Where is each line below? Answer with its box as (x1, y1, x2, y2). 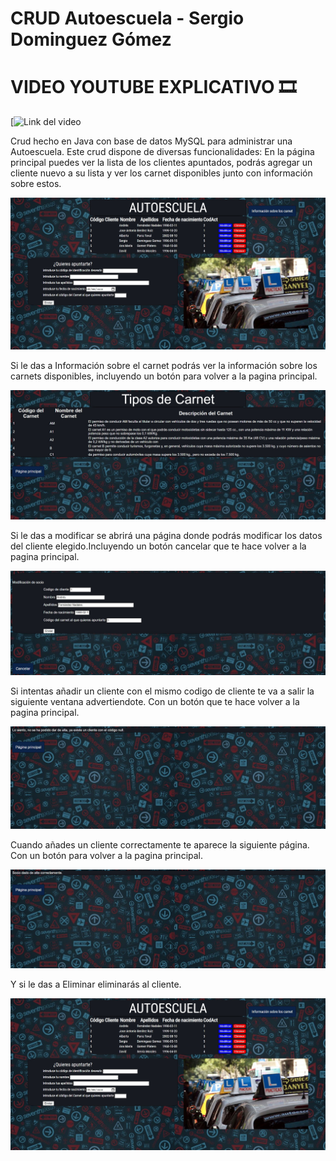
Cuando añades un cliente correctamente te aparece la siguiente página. (10, 838, 310, 851)
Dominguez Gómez (10, 28, 172, 51)
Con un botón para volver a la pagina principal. (10, 849, 204, 861)
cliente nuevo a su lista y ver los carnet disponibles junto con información (10, 167, 313, 179)
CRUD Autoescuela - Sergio (10, 7, 245, 30)
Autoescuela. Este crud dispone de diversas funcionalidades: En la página (10, 146, 315, 158)
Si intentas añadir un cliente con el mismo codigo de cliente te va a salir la (10, 685, 315, 697)
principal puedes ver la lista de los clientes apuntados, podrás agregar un (10, 157, 313, 169)
